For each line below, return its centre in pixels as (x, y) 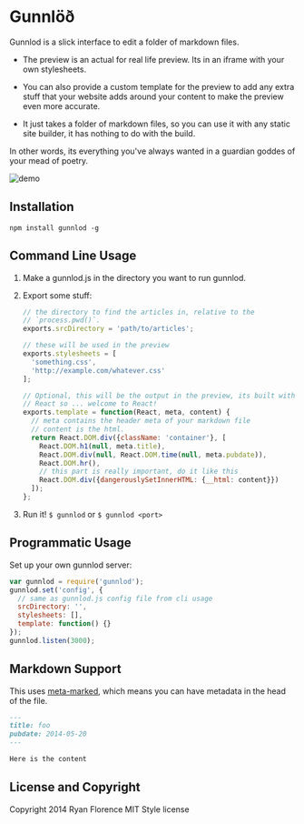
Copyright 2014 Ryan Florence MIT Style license (99, 809)
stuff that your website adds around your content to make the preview (153, 96)
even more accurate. (61, 106)
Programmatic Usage (70, 543)
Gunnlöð (42, 17)
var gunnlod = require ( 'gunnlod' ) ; (77, 581)
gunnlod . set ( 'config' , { (56, 590)
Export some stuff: (57, 295)
